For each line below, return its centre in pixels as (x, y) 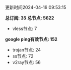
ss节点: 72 (23, 56)
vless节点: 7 (25, 28)
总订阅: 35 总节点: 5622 (30, 18)
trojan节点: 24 (27, 50)
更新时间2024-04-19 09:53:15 (36, 7)
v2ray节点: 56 (26, 62)
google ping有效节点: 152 (32, 39)
